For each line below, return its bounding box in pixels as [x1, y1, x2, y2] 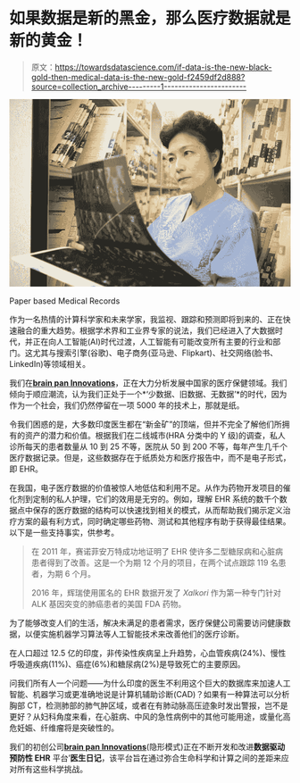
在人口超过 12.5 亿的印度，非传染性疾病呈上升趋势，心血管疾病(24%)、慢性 [9, 648, 287, 659]
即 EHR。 [9, 463, 43, 474]
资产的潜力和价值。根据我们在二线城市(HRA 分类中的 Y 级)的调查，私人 [24, 430, 286, 441]
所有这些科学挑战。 [16, 764, 87, 775]
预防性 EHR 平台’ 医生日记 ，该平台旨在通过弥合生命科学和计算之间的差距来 [9, 753, 282, 763]
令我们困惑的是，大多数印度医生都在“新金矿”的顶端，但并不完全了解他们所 [9, 419, 283, 429]
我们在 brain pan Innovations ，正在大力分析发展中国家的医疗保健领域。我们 [9, 378, 287, 388]
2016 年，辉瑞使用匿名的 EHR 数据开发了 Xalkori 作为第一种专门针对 [30, 587, 281, 598]
